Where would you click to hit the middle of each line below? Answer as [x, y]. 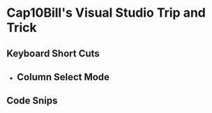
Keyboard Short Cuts [53, 53]
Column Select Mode [63, 77]
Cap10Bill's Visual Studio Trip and [106, 13]
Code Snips [32, 101]
